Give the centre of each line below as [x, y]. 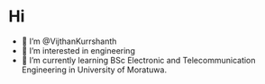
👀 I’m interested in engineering [78, 50]
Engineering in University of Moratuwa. [94, 70]
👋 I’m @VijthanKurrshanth [69, 41]
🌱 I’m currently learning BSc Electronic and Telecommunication [138, 60]
